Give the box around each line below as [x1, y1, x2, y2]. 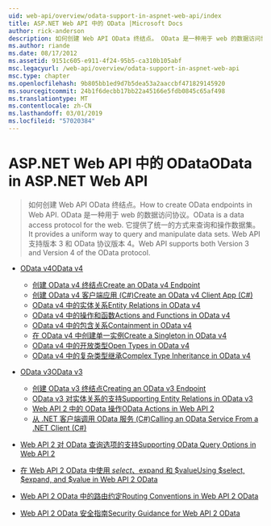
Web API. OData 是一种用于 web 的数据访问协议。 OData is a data [27, 209, 244, 219]
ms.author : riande [8, 42, 70, 50]
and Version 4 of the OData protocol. [27, 247, 151, 257]
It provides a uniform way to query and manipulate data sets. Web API [27, 229, 261, 238]
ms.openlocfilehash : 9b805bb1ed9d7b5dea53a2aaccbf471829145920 [8, 79, 226, 87]
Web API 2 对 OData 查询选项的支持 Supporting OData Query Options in [19, 440, 256, 449]
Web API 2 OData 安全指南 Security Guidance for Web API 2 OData [19, 508, 240, 518]
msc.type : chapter [8, 72, 70, 80]
